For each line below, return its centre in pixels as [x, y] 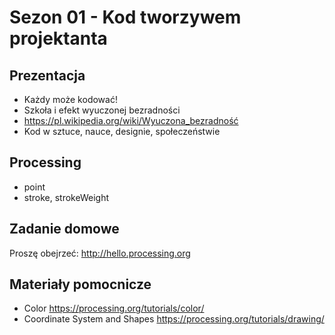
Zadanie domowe [64, 229]
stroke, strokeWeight [66, 197]
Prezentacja [47, 75]
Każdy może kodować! [70, 99]
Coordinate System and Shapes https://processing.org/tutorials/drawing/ [174, 319]
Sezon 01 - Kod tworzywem [125, 17]
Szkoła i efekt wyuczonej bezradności [102, 110]
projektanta [58, 38]
